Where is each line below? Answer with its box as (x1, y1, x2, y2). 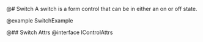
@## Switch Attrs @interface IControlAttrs (6, 29, 113, 36)
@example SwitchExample (6, 17, 73, 24)
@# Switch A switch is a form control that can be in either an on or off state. (6, 5, 197, 12)
